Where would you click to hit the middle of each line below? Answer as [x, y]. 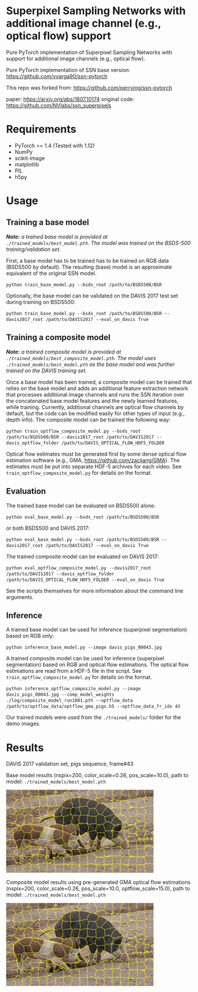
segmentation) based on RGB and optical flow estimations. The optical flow [98, 664]
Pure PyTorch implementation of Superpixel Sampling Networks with [89, 52]
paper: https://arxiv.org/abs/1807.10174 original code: [70, 99]
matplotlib [27, 164]
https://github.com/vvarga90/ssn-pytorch [57, 76]
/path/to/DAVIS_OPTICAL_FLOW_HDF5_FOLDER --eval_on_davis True [85, 580]
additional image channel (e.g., [84, 23]
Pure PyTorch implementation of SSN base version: [68, 70]
